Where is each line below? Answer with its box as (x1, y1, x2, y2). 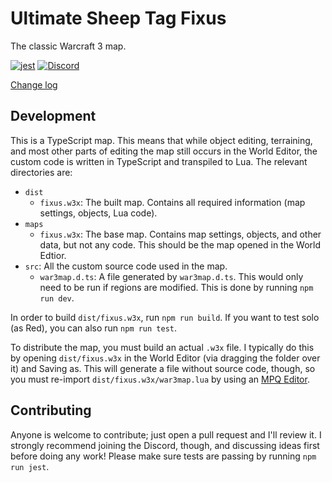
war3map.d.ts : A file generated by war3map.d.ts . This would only (39, 270, 304, 282)
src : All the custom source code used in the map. (24, 260, 228, 272)
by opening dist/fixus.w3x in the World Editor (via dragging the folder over (10, 352, 321, 364)
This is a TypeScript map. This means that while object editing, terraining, (10, 134, 313, 146)
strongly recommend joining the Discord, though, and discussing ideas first (10, 439, 320, 451)
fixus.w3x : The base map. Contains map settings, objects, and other (39, 228, 322, 240)
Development (10, 108, 97, 125)
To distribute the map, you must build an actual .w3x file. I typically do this (10, 341, 315, 353)
